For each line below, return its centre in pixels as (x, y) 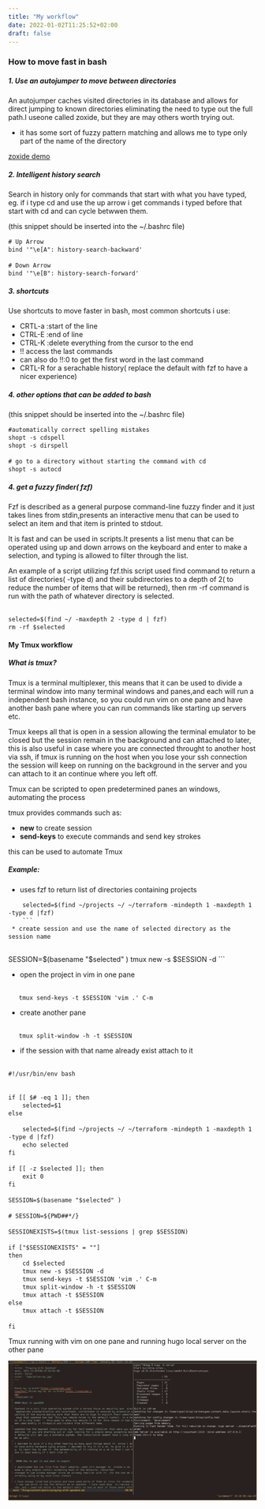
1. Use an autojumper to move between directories (92, 81)
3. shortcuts (29, 291)
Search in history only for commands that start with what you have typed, (127, 194)
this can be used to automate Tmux (65, 851)
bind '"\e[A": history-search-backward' (76, 250)
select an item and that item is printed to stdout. (86, 524)
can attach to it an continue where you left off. (83, 773)
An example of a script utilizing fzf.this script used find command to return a (132, 571)
